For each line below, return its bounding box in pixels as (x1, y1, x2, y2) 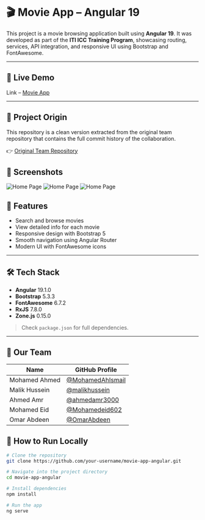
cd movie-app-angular (6, 474, 62, 481)
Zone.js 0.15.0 (15, 312, 51, 319)
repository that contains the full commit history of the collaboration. (6, 135, 176, 142)
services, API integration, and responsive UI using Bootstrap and (6, 43, 169, 50)
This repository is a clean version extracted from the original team (6, 128, 172, 135)
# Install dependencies (6, 486, 67, 492)
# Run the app (6, 502, 43, 508)
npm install (6, 491, 37, 497)
